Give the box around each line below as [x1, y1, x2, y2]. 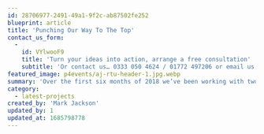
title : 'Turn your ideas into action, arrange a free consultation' [21, 56, 251, 64]
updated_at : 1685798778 [7, 114, 86, 122]
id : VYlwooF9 [21, 48, 65, 56]
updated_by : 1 [7, 107, 54, 115]
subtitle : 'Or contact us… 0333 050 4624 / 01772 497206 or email [21, 63, 244, 71]
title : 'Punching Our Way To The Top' [7, 26, 135, 34]
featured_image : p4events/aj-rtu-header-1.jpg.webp [7, 70, 180, 78]
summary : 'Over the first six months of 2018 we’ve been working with [7, 77, 244, 85]
